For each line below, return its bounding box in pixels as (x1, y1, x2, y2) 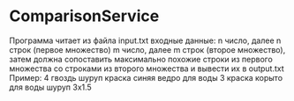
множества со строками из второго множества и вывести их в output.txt (9, 63, 284, 74)
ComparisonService (9, 6, 160, 26)
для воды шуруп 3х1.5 (9, 82, 93, 92)
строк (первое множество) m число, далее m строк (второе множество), (9, 44, 286, 54)
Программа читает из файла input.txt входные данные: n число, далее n (9, 35, 282, 46)
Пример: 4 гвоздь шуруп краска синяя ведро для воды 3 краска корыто (9, 72, 283, 83)
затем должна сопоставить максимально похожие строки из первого (9, 54, 274, 64)
